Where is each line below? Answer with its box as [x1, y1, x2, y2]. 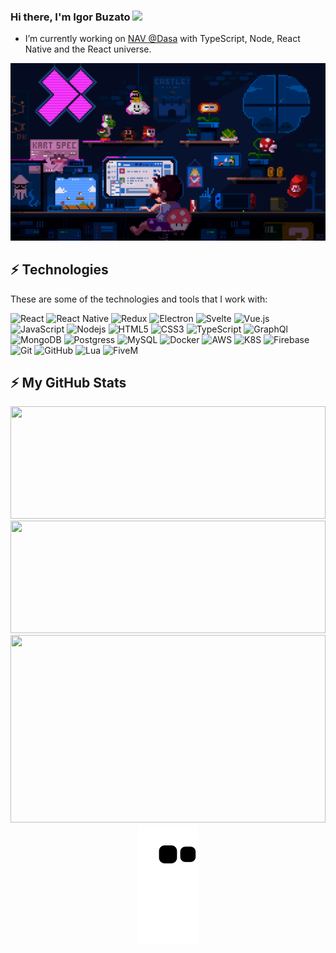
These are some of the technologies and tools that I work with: [10, 293, 268, 305]
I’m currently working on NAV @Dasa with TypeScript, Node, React [24, 33, 301, 45]
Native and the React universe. [24, 43, 152, 55]
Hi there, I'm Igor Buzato [10, 10, 131, 24]
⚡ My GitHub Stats [10, 375, 127, 391]
